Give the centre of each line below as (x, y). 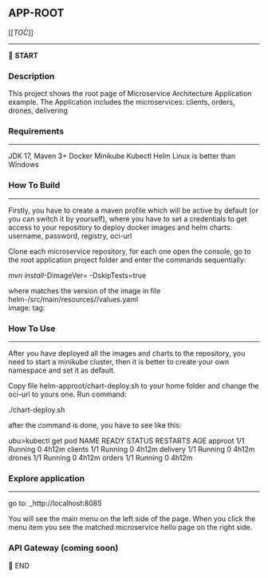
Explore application (47, 478)
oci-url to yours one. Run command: (67, 394)
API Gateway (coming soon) (63, 548)
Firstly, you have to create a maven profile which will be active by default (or (134, 210)
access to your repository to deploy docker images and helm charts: (120, 227)
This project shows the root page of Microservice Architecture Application (130, 94)
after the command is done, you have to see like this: (95, 425)
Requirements (36, 131)
